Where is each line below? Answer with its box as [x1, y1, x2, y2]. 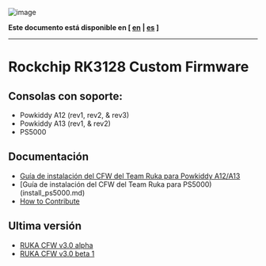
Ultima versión [8, 219, 82, 233]
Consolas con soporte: [8, 89, 123, 103]
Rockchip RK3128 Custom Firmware [8, 58, 249, 76]
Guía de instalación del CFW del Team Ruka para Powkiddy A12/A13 [19, 171, 241, 180]
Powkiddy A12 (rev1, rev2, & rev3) [19, 111, 130, 120]
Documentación [8, 150, 89, 164]
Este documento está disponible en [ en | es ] [8, 23, 160, 32]
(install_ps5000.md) [19, 188, 85, 197]
